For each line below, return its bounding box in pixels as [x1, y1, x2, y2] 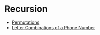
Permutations [11, 19, 40, 25]
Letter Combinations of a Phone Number [11, 24, 95, 30]
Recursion [4, 3, 48, 15]
